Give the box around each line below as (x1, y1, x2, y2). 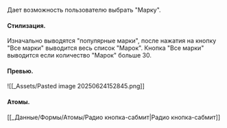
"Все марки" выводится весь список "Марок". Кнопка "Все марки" (7, 44, 204, 52)
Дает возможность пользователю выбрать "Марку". (7, 6, 161, 14)
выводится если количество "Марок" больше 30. (7, 51, 152, 60)
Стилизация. (7, 21, 46, 29)
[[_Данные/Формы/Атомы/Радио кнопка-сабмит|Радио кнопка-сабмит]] (7, 113, 221, 121)
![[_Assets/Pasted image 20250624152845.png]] (7, 82, 145, 90)
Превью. (7, 66, 34, 75)
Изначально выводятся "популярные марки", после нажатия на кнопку (7, 37, 217, 45)
